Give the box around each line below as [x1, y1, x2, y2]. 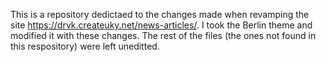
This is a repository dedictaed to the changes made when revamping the [10, 9, 310, 20]
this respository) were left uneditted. [10, 40, 160, 52]
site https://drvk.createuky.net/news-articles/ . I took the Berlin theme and [10, 19, 313, 31]
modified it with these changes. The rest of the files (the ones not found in [10, 30, 317, 41]
